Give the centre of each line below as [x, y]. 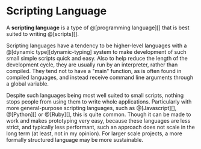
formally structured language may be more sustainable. [75, 139]
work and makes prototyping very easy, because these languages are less [98, 120]
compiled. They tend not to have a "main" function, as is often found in [94, 71]
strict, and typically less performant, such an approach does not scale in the [101, 127]
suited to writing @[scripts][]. [43, 34]
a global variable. [28, 83]
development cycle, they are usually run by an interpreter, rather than [92, 65]
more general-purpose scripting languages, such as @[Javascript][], [91, 108]
